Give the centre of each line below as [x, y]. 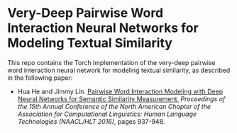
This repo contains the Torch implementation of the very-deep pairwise [112, 62]
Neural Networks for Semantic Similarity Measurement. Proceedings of [121, 99]
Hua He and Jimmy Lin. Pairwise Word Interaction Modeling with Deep [120, 91]
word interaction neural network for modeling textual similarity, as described [119, 70]
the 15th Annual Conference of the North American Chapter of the [114, 106]
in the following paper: [40, 77]
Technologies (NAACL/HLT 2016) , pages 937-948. [91, 121]
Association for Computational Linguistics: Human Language [107, 114]
